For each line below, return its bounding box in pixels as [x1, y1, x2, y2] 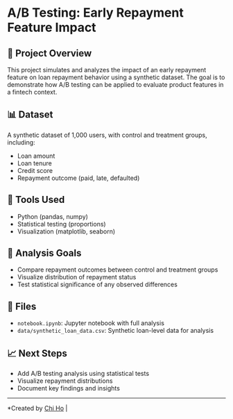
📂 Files [7, 300, 37, 312]
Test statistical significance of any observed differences [17, 280, 178, 289]
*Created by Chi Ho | [7, 404, 68, 413]
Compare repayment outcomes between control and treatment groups [17, 265, 218, 274]
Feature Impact [7, 19, 96, 35]
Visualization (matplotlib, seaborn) [17, 227, 116, 236]
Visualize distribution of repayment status [17, 273, 137, 281]
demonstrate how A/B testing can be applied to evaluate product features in [7, 81, 224, 88]
